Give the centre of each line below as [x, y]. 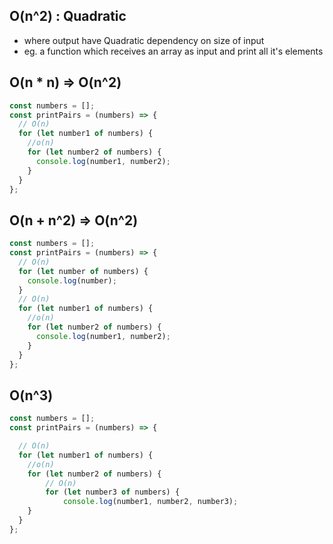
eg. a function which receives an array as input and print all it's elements [173, 51]
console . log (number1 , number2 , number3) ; [150, 502]
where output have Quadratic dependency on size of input [144, 40]
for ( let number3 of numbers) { [113, 492]
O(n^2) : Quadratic [68, 16]
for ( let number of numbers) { [83, 271]
